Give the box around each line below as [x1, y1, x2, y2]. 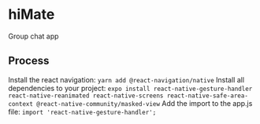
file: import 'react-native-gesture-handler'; [8, 107, 157, 116]
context [8, 100, 34, 108]
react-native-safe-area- [166, 92, 248, 100]
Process [8, 54, 50, 67]
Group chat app [8, 31, 59, 41]
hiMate [8, 5, 55, 24]
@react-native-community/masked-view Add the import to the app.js [36, 98, 253, 108]
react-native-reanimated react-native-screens [8, 92, 164, 100]
